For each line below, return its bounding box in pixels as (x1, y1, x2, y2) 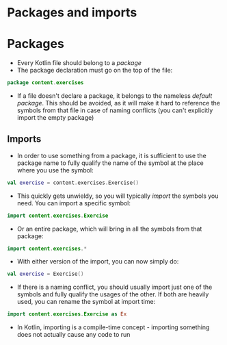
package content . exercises (7, 79, 84, 86)
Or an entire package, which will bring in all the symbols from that (16, 225, 202, 233)
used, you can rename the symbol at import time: (16, 298, 156, 306)
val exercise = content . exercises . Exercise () (7, 179, 139, 186)
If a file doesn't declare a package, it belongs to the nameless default (16, 92, 213, 100)
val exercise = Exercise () (7, 270, 84, 278)
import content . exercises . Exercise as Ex (7, 311, 127, 318)
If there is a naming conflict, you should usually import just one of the (16, 283, 213, 292)
